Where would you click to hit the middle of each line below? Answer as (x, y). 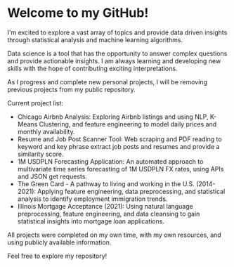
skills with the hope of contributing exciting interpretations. (92, 68)
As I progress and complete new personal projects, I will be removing (107, 82)
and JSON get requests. (52, 176)
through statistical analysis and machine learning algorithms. (95, 39)
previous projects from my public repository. (71, 89)
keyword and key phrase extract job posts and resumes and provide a (118, 146)
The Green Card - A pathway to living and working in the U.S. (106, 183)
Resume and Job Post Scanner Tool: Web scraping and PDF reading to (120, 139)
